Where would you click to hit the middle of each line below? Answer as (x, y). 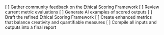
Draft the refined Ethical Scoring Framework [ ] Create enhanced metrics (79, 17)
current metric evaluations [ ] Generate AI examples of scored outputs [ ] (79, 12)
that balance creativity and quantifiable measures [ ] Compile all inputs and (81, 22)
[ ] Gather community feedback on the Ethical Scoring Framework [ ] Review (82, 7)
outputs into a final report (31, 27)
